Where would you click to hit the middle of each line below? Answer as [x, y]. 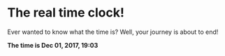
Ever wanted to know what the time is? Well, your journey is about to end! [113, 32]
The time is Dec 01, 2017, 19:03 [53, 45]
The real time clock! [66, 13]
